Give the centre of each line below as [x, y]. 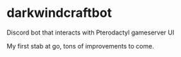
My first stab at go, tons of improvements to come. [81, 46]
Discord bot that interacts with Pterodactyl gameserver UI [90, 32]
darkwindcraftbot [59, 13]
